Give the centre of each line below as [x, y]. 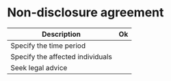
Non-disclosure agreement [85, 13]
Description [61, 34]
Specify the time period [48, 46]
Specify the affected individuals [62, 56]
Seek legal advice [39, 67]
